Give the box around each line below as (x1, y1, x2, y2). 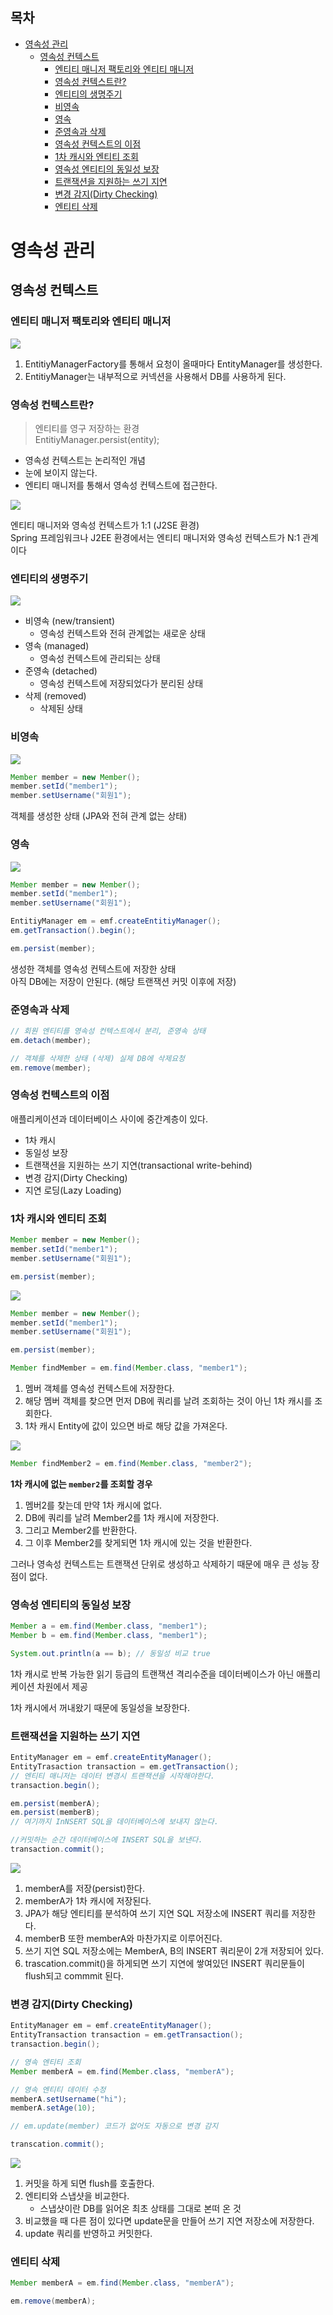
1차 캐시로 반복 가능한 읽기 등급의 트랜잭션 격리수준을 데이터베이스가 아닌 (10, 1668, 295, 1680)
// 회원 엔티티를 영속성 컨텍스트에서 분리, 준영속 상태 (10, 1026, 207, 1037)
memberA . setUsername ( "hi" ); (10, 2094, 128, 2104)
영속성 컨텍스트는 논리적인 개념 (24, 454, 146, 466)
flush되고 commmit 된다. (24, 1969, 124, 1982)
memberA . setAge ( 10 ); (10, 2103, 97, 2113)
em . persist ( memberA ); (10, 1798, 101, 1808)
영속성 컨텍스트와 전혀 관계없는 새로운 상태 (39, 628, 207, 640)
